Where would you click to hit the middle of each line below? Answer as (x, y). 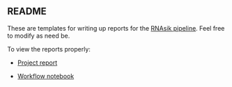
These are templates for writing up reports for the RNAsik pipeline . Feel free (116, 28)
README (27, 11)
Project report (37, 63)
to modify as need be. (39, 35)
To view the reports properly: (49, 49)
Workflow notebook (46, 76)
